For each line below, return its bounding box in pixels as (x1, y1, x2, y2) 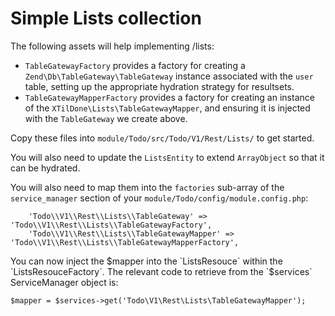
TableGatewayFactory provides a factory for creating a (24, 59, 246, 71)
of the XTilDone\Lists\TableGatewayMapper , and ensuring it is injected (24, 102, 311, 114)
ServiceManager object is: (10, 276, 119, 288)
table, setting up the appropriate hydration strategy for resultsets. (24, 80, 295, 92)
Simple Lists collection (10, 7, 202, 30)
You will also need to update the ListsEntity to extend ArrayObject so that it (10, 151, 325, 163)
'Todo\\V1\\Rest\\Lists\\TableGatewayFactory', (10, 220, 213, 230)
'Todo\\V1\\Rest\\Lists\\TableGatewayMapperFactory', (10, 237, 240, 247)
